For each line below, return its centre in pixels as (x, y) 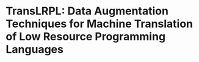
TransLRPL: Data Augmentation (87, 11)
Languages (34, 50)
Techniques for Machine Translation (99, 24)
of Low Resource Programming (86, 37)
